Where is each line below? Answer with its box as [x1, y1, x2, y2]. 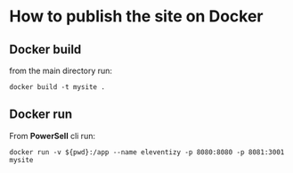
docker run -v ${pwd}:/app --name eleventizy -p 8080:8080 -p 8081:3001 [9, 147, 285, 157]
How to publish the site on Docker [9, 6, 264, 27]
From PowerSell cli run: [9, 130, 96, 141]
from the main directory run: [9, 65, 113, 76]
